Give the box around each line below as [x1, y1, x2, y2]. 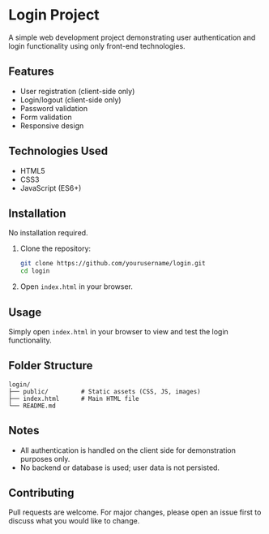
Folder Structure [8, 359, 93, 373]
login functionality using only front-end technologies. [8, 41, 186, 50]
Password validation [19, 103, 88, 113]
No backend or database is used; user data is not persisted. [19, 463, 220, 472]
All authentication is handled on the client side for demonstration [19, 445, 237, 455]
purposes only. [19, 454, 70, 463]
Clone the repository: [19, 243, 92, 253]
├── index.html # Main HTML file [8, 394, 139, 403]
